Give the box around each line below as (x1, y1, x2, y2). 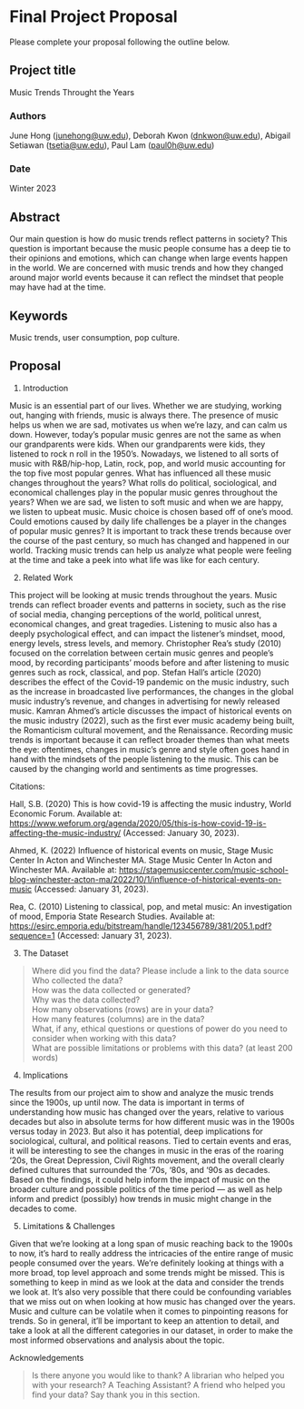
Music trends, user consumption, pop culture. (9, 331, 180, 342)
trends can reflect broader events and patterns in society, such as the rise (9, 599, 287, 610)
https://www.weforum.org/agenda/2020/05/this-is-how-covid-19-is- (9, 817, 267, 828)
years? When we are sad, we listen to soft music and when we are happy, (9, 497, 284, 507)
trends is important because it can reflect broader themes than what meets (9, 734, 290, 745)
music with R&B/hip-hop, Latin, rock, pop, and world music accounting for (9, 458, 286, 468)
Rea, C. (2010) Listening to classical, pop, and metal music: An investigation (9, 901, 292, 911)
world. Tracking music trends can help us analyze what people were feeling (9, 545, 292, 556)
